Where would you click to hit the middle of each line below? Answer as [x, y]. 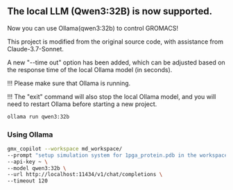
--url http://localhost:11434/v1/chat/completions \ [85, 175]
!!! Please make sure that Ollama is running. [69, 83]
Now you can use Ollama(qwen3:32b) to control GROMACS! [93, 28]
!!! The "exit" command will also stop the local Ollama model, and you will [112, 96]
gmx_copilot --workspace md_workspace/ [65, 148]
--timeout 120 [28, 181]
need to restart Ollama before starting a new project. [82, 104]
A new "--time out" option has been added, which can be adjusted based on [116, 62]
